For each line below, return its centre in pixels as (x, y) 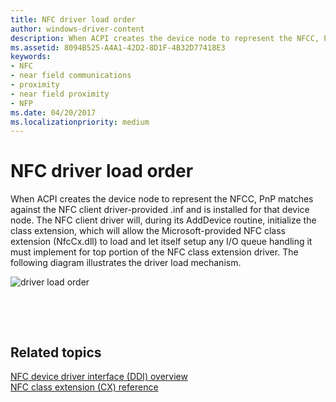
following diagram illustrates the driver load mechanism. (126, 263)
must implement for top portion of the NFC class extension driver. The (154, 252)
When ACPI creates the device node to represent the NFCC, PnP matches (162, 199)
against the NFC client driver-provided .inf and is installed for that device (160, 210)
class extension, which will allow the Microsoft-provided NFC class (148, 231)
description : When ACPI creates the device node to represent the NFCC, (165, 38)
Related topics (56, 352)
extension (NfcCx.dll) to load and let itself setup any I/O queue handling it (161, 242)
